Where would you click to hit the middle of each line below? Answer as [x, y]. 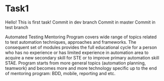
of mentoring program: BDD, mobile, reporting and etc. [60, 73]
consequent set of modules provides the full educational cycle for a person [81, 47]
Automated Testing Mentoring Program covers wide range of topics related [81, 37]
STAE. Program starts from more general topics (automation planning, [76, 63]
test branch [17, 27]
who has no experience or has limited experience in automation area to [77, 53]
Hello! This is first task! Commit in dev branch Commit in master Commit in [80, 22]
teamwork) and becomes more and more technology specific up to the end [81, 68]
